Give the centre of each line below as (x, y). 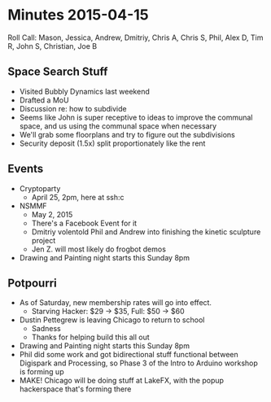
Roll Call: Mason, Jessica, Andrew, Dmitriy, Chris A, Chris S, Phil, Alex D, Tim (135, 37)
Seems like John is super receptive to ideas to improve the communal (136, 117)
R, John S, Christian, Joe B (52, 46)
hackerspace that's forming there (75, 389)
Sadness (46, 329)
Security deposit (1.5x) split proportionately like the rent (112, 143)
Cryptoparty (40, 188)
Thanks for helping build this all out (90, 337)
